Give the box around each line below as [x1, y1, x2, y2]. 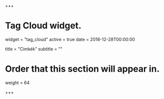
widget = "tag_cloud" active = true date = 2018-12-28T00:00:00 [5, 36, 135, 42]
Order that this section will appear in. [5, 63, 160, 75]
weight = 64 [5, 80, 30, 86]
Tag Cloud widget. [5, 20, 82, 31]
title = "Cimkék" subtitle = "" [5, 46, 63, 52]
